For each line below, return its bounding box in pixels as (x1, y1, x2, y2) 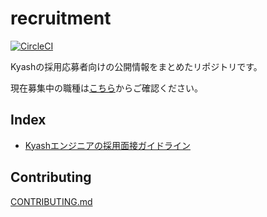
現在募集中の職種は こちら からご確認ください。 (10, 82, 203, 94)
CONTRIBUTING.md (10, 195, 93, 207)
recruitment (10, 7, 112, 30)
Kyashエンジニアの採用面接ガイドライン (24, 139, 191, 151)
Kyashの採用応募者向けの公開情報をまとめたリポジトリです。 (10, 60, 263, 72)
